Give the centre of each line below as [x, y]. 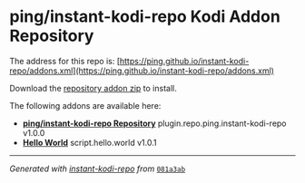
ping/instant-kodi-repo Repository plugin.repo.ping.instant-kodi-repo [155, 123]
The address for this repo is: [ [65, 61]
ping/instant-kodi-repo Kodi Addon [145, 17]
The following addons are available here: [85, 105]
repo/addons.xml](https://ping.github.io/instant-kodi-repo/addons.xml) [142, 71]
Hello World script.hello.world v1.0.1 [89, 142]
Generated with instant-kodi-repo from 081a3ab [98, 169]
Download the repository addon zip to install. [93, 88]
